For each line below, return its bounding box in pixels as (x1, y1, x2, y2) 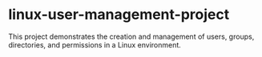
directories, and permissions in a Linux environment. (8, 40, 182, 49)
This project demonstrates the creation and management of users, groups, (8, 32, 255, 41)
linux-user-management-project (8, 6, 230, 24)
